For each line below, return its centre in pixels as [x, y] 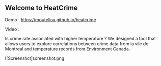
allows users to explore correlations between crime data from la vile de [77, 44]
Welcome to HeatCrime [41, 8]
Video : [12, 29]
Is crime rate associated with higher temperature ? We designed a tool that [80, 38]
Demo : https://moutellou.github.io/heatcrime [51, 19]
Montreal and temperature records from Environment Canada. [67, 49]
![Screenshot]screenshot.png [35, 58]
